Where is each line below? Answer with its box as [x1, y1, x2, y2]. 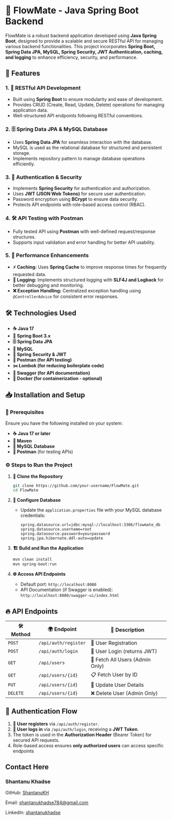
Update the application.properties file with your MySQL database [20, 507, 162, 513]
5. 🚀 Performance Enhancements [5, 252, 89, 259]
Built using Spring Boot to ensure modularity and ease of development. [12, 96, 163, 102]
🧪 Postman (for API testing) [12, 356, 72, 363]
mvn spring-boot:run [12, 562, 57, 567]
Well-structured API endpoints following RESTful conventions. [12, 112, 143, 118]
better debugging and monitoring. [12, 282, 84, 288]
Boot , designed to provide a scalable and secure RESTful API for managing [5, 38, 164, 44]
